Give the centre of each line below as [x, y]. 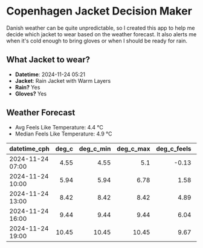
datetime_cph [30, 148]
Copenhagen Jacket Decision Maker [99, 11]
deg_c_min [95, 148]
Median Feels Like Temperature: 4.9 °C [64, 134]
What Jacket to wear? [48, 60]
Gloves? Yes [31, 93]
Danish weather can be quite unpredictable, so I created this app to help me [101, 28]
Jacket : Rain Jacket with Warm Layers [63, 80]
